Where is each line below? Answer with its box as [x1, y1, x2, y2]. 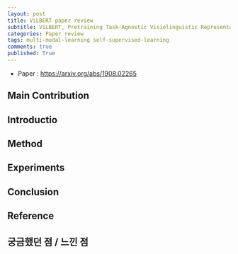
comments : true [7, 43, 52, 50]
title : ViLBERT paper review [7, 17, 93, 24]
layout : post [7, 10, 46, 18]
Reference [7, 210, 55, 222]
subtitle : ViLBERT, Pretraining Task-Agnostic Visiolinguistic [7, 23, 198, 30]
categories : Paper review [7, 30, 84, 37]
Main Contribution [7, 90, 90, 102]
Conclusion [7, 185, 59, 198]
